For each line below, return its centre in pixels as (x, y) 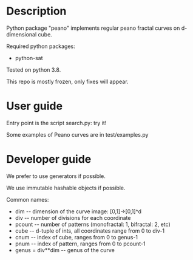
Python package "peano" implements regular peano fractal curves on (93, 28)
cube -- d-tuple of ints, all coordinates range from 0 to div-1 (90, 231)
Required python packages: (41, 46)
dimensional (22, 34)
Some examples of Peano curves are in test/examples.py (77, 134)
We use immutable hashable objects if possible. (66, 188)
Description (36, 11)
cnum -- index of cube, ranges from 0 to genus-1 (76, 237)
